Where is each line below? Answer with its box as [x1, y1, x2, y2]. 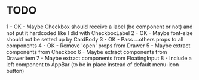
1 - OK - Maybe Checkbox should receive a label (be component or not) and [6, 23, 193, 30]
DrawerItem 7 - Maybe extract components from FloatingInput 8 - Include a [6, 55, 192, 62]
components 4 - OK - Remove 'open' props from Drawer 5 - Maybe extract [6, 42, 191, 49]
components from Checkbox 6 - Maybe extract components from [6, 48, 167, 55]
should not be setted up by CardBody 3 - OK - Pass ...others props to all [6, 36, 184, 43]
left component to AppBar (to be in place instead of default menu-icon [6, 60, 179, 68]
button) [6, 67, 25, 74]
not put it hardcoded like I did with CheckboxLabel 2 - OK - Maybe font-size [6, 29, 193, 36]
